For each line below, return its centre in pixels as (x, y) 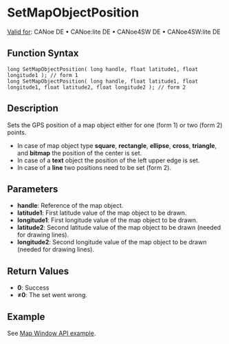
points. (17, 132)
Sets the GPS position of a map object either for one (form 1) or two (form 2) (115, 125)
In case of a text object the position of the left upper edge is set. (108, 160)
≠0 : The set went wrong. (52, 295)
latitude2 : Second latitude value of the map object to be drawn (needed (119, 228)
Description (33, 108)
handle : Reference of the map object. (70, 206)
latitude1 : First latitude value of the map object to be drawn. (102, 213)
